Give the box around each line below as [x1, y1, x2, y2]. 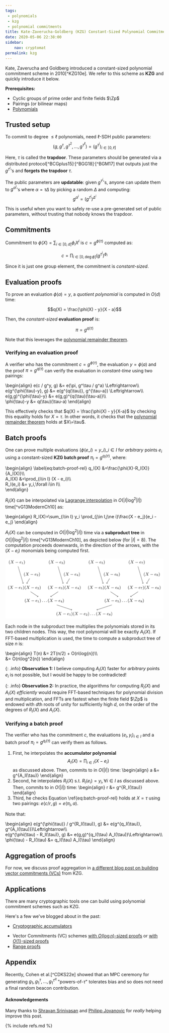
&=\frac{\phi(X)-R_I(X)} [102, 465, 150, 471]
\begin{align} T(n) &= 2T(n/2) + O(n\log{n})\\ [5, 650, 98, 656]
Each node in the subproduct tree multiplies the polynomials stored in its [5, 623, 155, 629]
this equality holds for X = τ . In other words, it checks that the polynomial [5, 414, 157, 420]
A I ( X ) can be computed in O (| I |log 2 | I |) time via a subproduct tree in [5, 528, 145, 537]
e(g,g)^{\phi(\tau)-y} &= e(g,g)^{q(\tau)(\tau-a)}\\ [5, 393, 107, 400]
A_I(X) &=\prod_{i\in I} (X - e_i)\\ [5, 476, 71, 482]
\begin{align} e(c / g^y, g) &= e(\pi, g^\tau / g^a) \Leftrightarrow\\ [5, 382, 139, 388]
